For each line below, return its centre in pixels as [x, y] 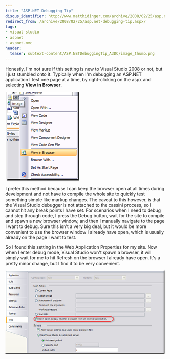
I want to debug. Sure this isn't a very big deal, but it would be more [76, 226]
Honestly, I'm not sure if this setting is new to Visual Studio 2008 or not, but [84, 69]
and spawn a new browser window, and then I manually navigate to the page [85, 221]
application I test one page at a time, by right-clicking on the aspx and [78, 79]
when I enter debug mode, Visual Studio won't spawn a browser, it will [78, 252]
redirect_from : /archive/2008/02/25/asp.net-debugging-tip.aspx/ [75, 21]
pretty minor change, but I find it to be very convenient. [63, 263]
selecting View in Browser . [34, 85]
